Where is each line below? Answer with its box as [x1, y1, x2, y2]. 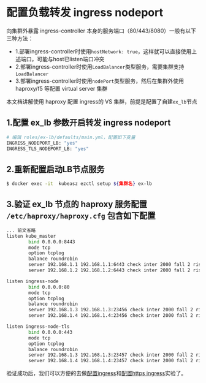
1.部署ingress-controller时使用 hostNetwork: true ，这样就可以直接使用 [15, 47, 192, 55]
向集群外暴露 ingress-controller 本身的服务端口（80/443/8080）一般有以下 [6, 27, 196, 34]
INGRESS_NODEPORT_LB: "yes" [6, 140, 78, 146]
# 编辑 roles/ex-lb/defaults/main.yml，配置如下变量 [6, 134, 136, 140]
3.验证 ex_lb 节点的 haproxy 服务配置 [6, 199, 147, 210]
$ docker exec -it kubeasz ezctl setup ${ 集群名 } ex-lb [6, 181, 152, 187]
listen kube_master [6, 233, 56, 239]
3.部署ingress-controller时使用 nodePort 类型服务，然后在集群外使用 [15, 77, 185, 85]
